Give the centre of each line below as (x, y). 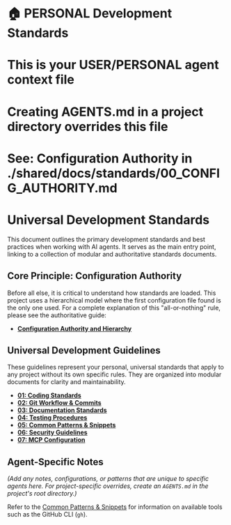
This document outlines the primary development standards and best (106, 239)
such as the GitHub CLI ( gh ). (48, 515)
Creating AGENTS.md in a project (105, 112)
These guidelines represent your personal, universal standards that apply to (116, 367)
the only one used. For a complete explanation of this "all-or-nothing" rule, (114, 307)
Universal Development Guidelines (84, 350)
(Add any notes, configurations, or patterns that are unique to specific (108, 479)
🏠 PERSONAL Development (90, 14)
